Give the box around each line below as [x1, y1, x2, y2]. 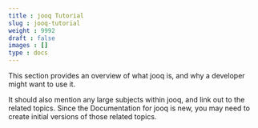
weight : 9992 [8, 26, 56, 34]
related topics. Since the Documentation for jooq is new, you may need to [8, 103, 251, 113]
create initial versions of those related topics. [8, 112, 157, 121]
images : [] [8, 42, 48, 50]
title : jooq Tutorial [8, 11, 84, 20]
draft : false [8, 34, 56, 42]
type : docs [8, 49, 48, 57]
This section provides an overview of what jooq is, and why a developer [8, 71, 246, 80]
